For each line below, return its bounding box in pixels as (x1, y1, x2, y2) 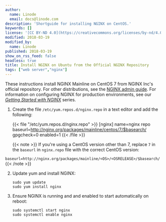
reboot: (12, 198, 27, 204)
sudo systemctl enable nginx (12, 212, 73, 217)
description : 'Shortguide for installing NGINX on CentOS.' (5, 21, 132, 26)
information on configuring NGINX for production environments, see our (5, 91, 152, 97)
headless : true (5, 58, 37, 63)
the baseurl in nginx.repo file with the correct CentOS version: (12, 147, 139, 152)
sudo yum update (12, 180, 46, 185)
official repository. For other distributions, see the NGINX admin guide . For (5, 86, 157, 92)
